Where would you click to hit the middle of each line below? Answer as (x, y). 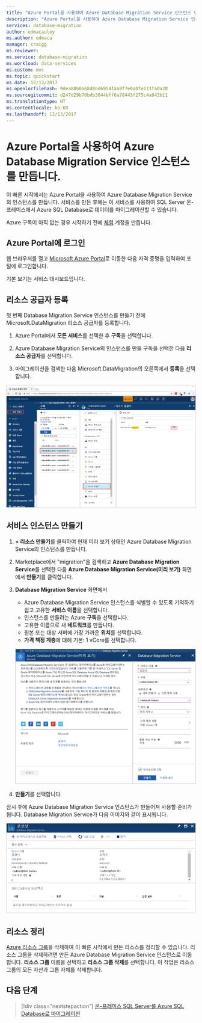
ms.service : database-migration (47, 57)
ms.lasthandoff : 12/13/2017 (41, 114)
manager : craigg (26, 45)
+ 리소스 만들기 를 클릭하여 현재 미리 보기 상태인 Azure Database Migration (103, 541)
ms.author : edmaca (29, 38)
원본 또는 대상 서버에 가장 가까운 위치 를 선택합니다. (83, 632)
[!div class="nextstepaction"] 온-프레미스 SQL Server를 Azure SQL (103, 1006)
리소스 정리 (26, 931)
